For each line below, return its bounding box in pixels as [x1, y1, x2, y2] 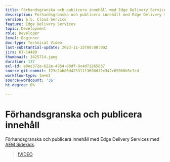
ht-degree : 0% [5, 82, 35, 87]
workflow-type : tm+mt [5, 73, 51, 78]
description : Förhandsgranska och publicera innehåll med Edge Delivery [5, 12, 162, 17]
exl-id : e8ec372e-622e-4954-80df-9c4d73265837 [5, 64, 105, 69]
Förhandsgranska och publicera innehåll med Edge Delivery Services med [5, 136, 159, 142]
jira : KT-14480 [5, 49, 37, 55]
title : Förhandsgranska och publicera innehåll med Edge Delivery [5, 7, 148, 13]
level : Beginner [5, 36, 39, 41]
